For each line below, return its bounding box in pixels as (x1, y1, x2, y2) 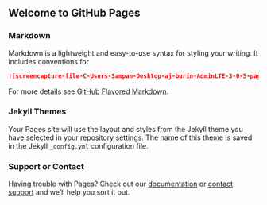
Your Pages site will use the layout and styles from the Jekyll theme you (8, 124, 244, 133)
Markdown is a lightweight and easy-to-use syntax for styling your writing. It (8, 48, 258, 58)
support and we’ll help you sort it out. (8, 188, 130, 197)
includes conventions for (8, 56, 90, 66)
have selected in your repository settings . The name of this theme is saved (8, 133, 253, 142)
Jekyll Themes (8, 106, 67, 118)
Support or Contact (8, 161, 85, 172)
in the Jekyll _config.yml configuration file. (8, 141, 149, 150)
